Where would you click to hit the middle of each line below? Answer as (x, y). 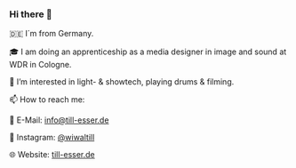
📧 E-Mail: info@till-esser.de (59, 120)
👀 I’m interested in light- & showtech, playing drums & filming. (122, 82)
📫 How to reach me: (47, 100)
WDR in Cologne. (40, 65)
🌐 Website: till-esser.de (52, 155)
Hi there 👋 (31, 14)
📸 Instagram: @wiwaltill (52, 138)
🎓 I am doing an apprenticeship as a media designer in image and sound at (148, 52)
